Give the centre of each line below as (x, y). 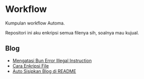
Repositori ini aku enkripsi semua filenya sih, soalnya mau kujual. (72, 32)
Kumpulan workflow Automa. (35, 23)
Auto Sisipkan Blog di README (44, 71)
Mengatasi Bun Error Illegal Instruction (52, 60)
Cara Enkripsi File (31, 65)
